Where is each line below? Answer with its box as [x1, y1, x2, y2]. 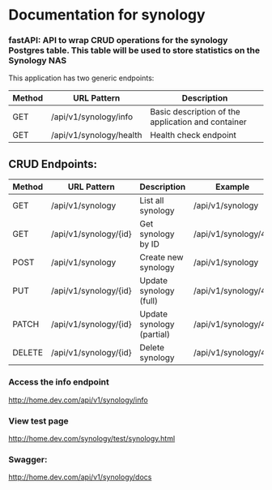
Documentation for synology [8, 6, 206, 24]
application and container [149, 116, 247, 127]
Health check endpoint [149, 130, 237, 141]
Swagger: [8, 453, 48, 465]
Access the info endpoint [8, 376, 109, 388]
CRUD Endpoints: [8, 157, 98, 171]
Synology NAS [8, 55, 67, 67]
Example [215, 181, 249, 192]
